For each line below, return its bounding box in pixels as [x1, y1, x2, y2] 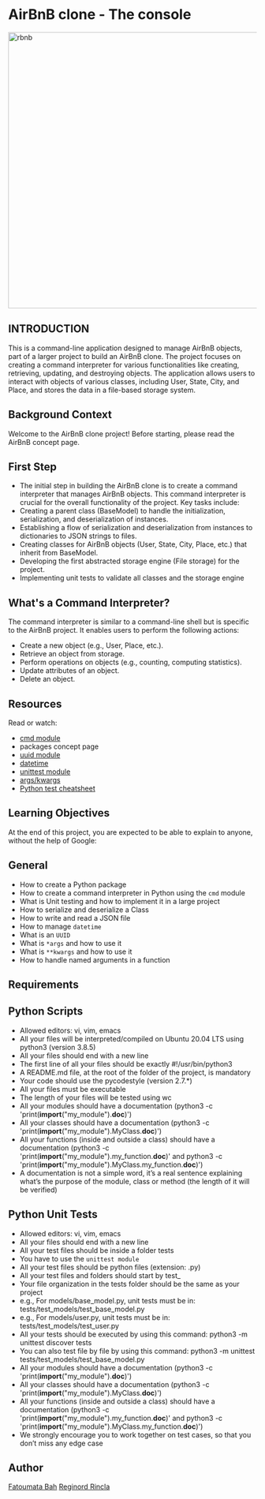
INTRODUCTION [8, 322, 90, 336]
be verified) [19, 1185, 58, 1194]
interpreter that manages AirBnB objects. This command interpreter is [19, 489, 246, 499]
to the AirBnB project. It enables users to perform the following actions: [8, 626, 240, 635]
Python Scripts [8, 1004, 84, 1019]
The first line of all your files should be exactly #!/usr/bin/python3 [19, 1059, 233, 1068]
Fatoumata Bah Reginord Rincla [8, 1482, 110, 1492]
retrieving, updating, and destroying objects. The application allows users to [8, 368, 256, 378]
